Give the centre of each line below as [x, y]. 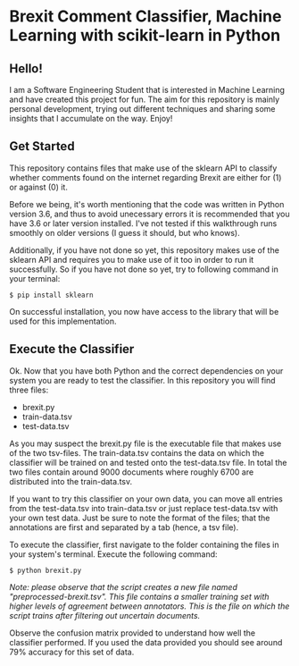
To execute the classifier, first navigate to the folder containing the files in [144, 544]
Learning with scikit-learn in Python [145, 35]
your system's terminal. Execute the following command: [113, 554]
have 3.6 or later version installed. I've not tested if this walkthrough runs [143, 223]
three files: [29, 390]
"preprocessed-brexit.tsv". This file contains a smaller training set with [139, 596]
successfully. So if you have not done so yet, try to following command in [144, 269]
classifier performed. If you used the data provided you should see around [146, 642]
